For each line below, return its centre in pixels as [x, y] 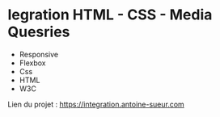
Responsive [38, 54]
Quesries [39, 32]
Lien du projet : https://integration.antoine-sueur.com [96, 104]
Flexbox [32, 63]
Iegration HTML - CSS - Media [110, 15]
